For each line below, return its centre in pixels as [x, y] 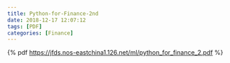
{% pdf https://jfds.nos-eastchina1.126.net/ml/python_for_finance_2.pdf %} [115, 53]
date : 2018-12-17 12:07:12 [47, 20]
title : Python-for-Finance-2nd [53, 13]
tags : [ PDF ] [25, 26]
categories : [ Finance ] [40, 33]
